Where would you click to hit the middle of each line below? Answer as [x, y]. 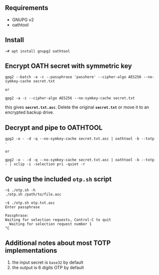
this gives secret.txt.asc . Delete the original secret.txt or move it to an [77, 107]
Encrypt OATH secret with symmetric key [68, 66]
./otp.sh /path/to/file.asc [33, 195]
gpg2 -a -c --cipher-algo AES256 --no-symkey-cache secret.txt [70, 98]
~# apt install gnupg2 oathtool [37, 51]
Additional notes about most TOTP [58, 243]
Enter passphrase [22, 207]
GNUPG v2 [23, 19]
